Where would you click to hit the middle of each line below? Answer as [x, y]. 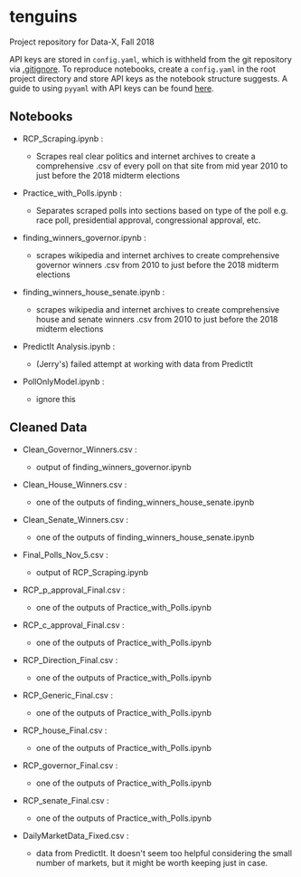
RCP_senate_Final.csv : [66, 800]
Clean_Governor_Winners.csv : [80, 449]
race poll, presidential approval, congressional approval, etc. [148, 220]
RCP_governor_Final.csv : [70, 765]
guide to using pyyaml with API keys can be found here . [112, 88]
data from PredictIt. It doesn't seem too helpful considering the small [164, 853]
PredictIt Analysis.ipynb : [69, 346]
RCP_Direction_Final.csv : [70, 660]
